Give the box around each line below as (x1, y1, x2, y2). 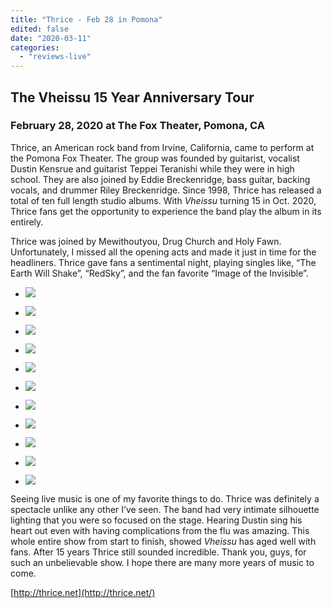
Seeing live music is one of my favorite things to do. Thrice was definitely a (10, 492, 320, 505)
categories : (10, 42, 60, 53)
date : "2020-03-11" (10, 33, 92, 43)
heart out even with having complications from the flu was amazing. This (10, 524, 310, 536)
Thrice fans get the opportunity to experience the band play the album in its (10, 205, 322, 217)
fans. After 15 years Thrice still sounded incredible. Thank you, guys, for (10, 546, 307, 558)
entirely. (10, 216, 44, 228)
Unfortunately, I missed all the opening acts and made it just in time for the (10, 246, 317, 258)
